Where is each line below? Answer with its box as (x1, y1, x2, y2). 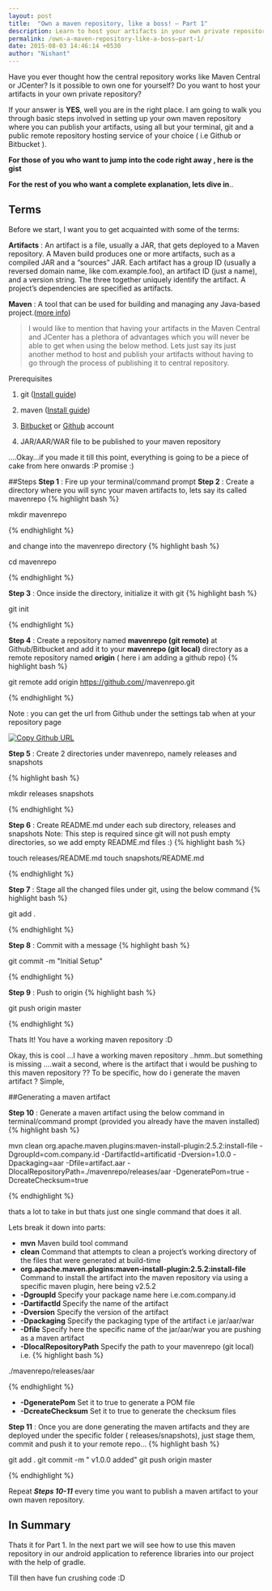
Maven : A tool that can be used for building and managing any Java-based (8, 299, 261, 308)
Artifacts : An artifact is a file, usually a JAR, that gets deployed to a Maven (8, 240, 260, 250)
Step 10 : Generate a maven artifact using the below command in (8, 1107, 225, 1117)
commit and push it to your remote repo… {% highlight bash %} (8, 1438, 220, 1449)
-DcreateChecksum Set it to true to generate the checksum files (19, 1406, 236, 1416)
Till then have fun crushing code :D (8, 1572, 125, 1583)
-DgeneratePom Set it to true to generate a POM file (19, 1397, 196, 1407)
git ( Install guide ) (19, 389, 77, 399)
